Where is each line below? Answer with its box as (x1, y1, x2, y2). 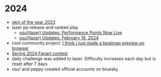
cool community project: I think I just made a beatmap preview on (11, 40, 145, 46)
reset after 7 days (11, 61, 48, 67)
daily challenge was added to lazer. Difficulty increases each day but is (11, 55, 156, 61)
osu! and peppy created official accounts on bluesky (11, 66, 119, 72)
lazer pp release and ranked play (11, 24, 78, 30)
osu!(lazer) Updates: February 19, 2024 (19, 35, 99, 41)
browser (11, 45, 29, 51)
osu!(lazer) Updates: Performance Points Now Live (19, 29, 122, 35)
